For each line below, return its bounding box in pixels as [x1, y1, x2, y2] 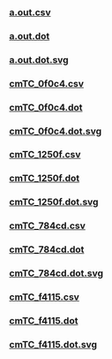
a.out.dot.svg [9, 53, 69, 65]
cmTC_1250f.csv [9, 149, 81, 161]
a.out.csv [9, 6, 51, 19]
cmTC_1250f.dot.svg [9, 196, 99, 209]
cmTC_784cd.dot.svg [9, 267, 104, 279]
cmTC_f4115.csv [9, 290, 79, 302]
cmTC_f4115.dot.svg [9, 338, 98, 350]
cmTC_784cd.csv [9, 219, 86, 232]
